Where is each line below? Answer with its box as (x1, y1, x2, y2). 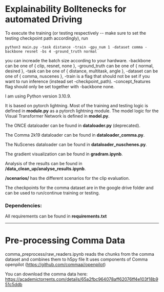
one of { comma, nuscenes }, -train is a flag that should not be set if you (5, 73, 150, 79)
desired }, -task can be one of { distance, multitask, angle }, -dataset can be (5, 68, 158, 74)
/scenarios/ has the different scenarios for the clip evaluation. (5, 175, 130, 181)
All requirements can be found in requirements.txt (5, 213, 107, 219)
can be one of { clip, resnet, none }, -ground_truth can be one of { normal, (5, 63, 154, 69)
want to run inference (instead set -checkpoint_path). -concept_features (5, 78, 151, 84)
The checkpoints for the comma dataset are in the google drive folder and (5, 185, 154, 191)
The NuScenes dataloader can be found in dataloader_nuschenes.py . (5, 141, 147, 147)
